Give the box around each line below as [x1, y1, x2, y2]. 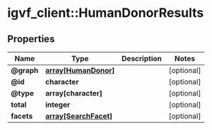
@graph [11, 65, 39, 75]
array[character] [45, 89, 102, 98]
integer [45, 100, 71, 110]
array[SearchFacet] [45, 111, 113, 121]
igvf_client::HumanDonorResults [7, 5, 204, 21]
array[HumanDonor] [45, 65, 115, 75]
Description [121, 54, 163, 63]
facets [11, 111, 33, 121]
